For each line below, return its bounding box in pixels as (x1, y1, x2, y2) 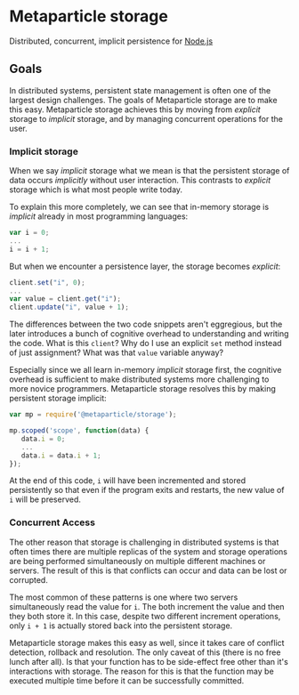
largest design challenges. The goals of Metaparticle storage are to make (9, 94, 278, 105)
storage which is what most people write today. (9, 184, 183, 195)
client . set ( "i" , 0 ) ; (9, 278, 86, 287)
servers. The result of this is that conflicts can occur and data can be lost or (9, 565, 287, 576)
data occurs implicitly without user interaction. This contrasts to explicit (9, 175, 271, 186)
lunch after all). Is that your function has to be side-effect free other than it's (9, 656, 289, 667)
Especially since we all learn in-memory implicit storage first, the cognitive (9, 365, 282, 376)
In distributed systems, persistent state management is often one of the (9, 85, 271, 95)
